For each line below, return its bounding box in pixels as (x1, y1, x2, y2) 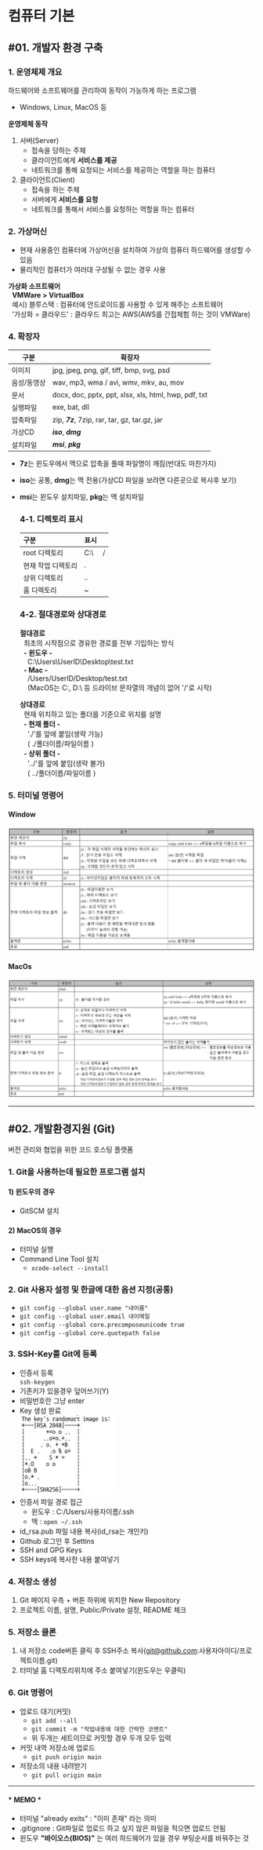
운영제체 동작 (8, 119, 49, 128)
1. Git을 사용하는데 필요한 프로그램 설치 (8, 1166, 146, 1177)
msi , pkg (52, 440, 81, 449)
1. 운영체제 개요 (8, 66, 63, 77)
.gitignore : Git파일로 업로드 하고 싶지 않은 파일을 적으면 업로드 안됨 (19, 1823, 226, 1833)
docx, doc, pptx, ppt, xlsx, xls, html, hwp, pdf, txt (52, 390, 208, 400)
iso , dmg (52, 427, 81, 437)
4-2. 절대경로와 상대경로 (19, 609, 107, 620)
